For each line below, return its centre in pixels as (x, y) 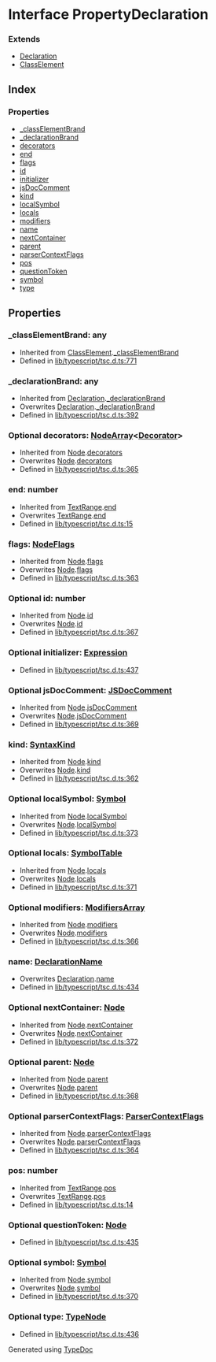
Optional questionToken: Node (68, 1225)
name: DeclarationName (56, 962)
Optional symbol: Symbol (57, 1262)
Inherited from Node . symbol (65, 1280)
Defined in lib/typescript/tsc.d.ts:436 (79, 1334)
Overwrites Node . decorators (66, 461)
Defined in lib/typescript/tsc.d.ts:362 (79, 778)
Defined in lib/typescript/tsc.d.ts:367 (79, 633)
